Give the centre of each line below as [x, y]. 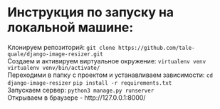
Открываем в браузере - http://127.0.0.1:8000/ [77, 98]
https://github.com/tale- [157, 48]
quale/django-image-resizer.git [55, 54]
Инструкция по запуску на [91, 12]
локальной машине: [70, 27]
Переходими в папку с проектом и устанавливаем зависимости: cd [110, 75]
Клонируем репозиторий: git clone [61, 47]
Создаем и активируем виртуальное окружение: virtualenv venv [107, 61]
